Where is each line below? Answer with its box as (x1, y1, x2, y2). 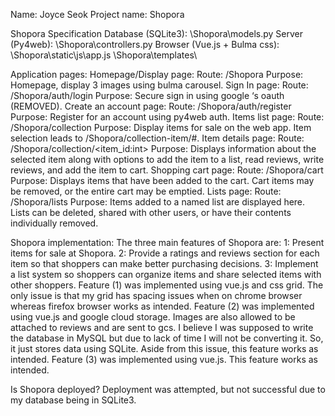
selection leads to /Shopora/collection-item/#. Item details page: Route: (10, 132, 305, 144)
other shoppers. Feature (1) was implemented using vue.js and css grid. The (10, 279, 324, 291)
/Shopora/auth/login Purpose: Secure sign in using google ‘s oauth (10, 90, 285, 101)
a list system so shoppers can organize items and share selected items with (10, 269, 322, 280)
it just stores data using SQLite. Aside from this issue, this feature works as (10, 343, 319, 354)
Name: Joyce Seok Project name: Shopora (10, 9, 185, 20)
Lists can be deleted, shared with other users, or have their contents (10, 207, 292, 218)
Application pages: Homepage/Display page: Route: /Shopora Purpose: (10, 69, 304, 80)
